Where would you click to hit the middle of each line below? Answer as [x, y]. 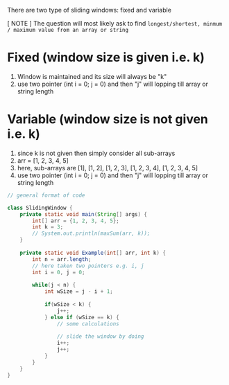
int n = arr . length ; [62, 259]
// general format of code [46, 195]
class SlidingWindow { [40, 208]
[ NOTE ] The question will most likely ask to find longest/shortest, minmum [115, 23]
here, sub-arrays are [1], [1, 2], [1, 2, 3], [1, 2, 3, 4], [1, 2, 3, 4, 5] [108, 168]
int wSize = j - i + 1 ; [78, 292]
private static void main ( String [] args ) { [84, 214]
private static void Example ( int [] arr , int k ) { [93, 253]
